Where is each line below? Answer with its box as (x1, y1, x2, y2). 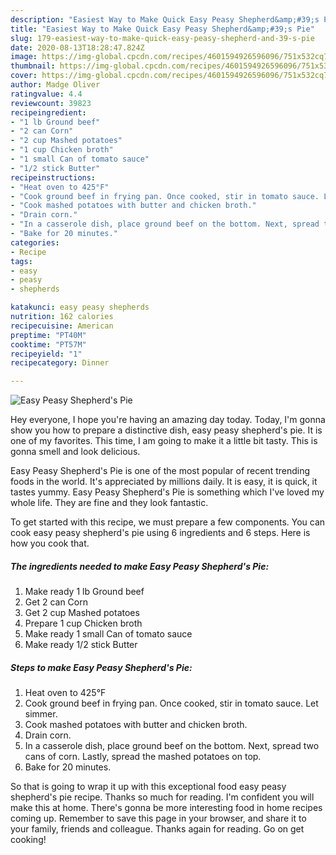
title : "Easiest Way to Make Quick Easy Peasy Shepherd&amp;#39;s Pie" (10, 24, 315, 34)
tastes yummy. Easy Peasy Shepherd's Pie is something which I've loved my (10, 486, 325, 498)
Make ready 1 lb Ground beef (24, 586, 145, 598)
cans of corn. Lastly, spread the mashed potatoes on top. (24, 751, 262, 763)
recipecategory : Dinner (10, 358, 110, 368)
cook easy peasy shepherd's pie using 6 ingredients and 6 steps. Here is (10, 527, 311, 539)
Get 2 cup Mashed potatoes (24, 607, 140, 619)
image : (10, 52, 38, 62)
